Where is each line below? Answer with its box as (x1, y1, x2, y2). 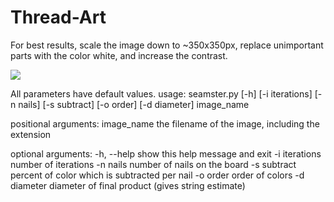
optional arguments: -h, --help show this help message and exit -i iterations (10, 147, 322, 160)
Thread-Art (10, 6, 107, 29)
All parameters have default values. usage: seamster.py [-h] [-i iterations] (10, 87, 313, 100)
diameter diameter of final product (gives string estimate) (10, 179, 246, 191)
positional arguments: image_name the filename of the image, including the (10, 117, 320, 130)
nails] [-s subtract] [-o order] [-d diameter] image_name (18, 98, 250, 110)
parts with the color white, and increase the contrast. (10, 49, 228, 61)
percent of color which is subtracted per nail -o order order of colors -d (10, 169, 305, 181)
